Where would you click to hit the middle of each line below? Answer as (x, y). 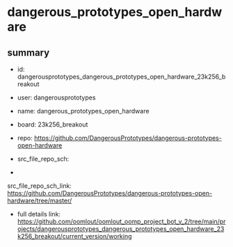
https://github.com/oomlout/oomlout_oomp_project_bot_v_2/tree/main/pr (121, 221)
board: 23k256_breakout (53, 125)
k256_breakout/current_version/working (74, 236)
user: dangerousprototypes (56, 97)
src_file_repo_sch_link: (39, 186)
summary (29, 53)
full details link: (39, 214)
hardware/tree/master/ (40, 200)
